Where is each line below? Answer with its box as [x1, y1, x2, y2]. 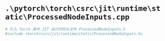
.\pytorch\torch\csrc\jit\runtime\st [5, 4, 161, 13]
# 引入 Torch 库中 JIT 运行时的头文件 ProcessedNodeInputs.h [5, 26, 126, 32]
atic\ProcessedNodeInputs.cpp [5, 13, 130, 22]
